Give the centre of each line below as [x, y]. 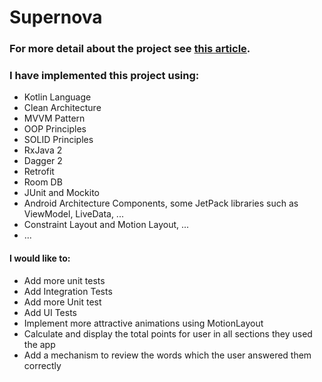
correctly [42, 365]
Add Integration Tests [68, 291]
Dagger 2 [43, 161]
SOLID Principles [58, 140]
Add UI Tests [50, 312]
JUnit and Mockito [61, 193]
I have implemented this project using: [104, 76]
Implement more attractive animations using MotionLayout [143, 323]
